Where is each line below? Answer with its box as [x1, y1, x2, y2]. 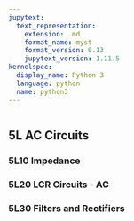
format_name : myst [24, 37, 92, 47]
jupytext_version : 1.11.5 [24, 54, 121, 63]
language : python [16, 79, 81, 88]
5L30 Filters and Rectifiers [8, 201, 125, 214]
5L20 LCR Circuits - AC [8, 178, 110, 191]
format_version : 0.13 [24, 46, 104, 55]
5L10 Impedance [8, 154, 81, 167]
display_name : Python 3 [16, 71, 104, 80]
